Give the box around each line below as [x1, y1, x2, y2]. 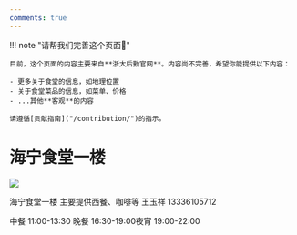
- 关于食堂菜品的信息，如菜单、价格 [9, 87, 127, 96]
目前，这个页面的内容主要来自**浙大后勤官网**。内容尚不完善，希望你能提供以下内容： [9, 59, 291, 68]
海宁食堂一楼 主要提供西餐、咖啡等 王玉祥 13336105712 [9, 196, 217, 207]
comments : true [9, 13, 67, 23]
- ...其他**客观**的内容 [9, 97, 94, 106]
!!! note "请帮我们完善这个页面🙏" [9, 39, 130, 50]
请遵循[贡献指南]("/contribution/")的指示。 [9, 114, 166, 123]
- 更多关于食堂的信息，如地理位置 [9, 77, 120, 87]
